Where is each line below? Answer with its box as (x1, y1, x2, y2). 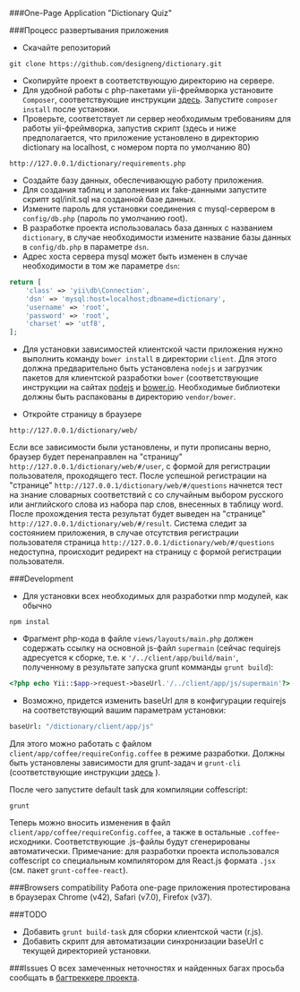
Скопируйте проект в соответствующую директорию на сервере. (21, 75, 275, 86)
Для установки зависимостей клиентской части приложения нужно (21, 344, 284, 355)
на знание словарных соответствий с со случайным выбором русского (9, 490, 284, 500)
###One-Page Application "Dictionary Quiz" (9, 8, 173, 18)
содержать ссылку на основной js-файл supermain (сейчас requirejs (21, 643, 281, 654)
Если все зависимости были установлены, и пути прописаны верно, (9, 442, 271, 453)
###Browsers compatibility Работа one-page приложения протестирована (9, 882, 291, 893)
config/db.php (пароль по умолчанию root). (21, 213, 188, 223)
